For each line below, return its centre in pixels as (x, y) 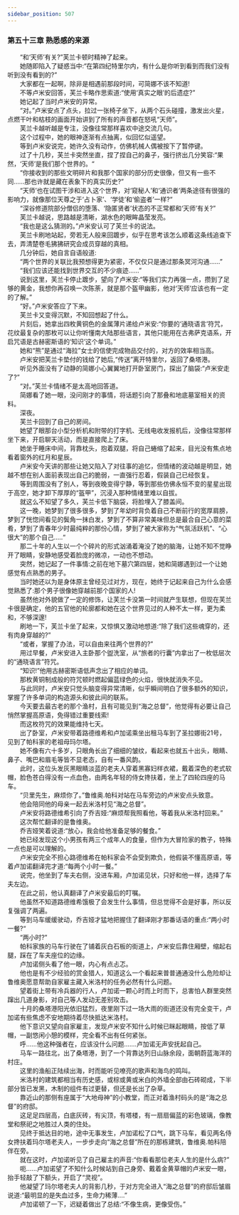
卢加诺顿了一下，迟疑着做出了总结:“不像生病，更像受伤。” (103, 1204)
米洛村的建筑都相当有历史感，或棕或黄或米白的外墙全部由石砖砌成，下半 (126, 1079)
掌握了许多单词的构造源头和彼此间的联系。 (70, 697)
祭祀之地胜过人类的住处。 (57, 1124)
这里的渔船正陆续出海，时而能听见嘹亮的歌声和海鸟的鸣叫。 (107, 1071)
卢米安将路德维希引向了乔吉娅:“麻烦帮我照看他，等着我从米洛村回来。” (121, 812)
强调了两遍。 (32, 911)
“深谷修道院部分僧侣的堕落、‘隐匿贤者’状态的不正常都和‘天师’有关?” (118, 208)
